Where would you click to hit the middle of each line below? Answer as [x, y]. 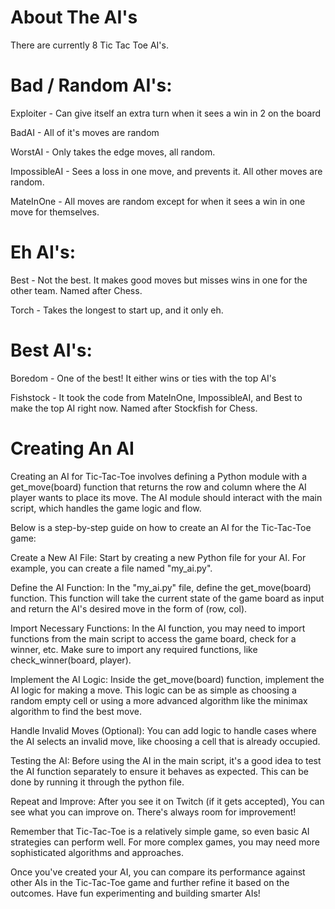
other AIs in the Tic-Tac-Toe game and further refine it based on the [150, 882]
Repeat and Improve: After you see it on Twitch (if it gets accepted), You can [167, 801]
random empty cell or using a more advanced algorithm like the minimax [159, 700]
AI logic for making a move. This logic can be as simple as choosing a [153, 690]
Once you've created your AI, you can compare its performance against [158, 872]
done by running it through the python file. [97, 782]
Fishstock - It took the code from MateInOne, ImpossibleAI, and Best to [156, 397]
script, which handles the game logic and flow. [106, 508]
